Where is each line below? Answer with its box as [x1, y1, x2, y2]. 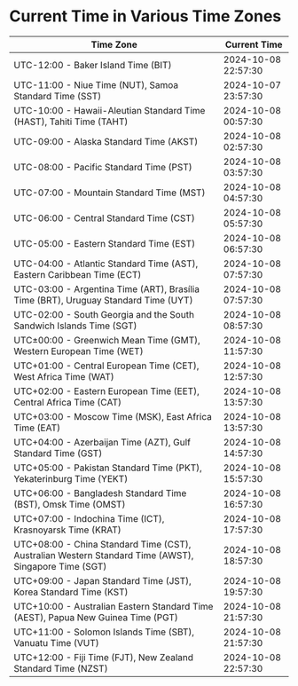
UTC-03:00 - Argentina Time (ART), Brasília [13, 282, 200, 295]
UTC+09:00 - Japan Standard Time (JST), [13, 574, 192, 587]
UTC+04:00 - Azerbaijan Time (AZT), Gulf [13, 436, 191, 448]
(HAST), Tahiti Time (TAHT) [13, 115, 129, 128]
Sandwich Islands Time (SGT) [13, 319, 137, 332]
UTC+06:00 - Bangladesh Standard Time [13, 486, 187, 499]
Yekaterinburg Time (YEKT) [13, 472, 129, 485]
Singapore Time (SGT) [13, 560, 107, 572]
